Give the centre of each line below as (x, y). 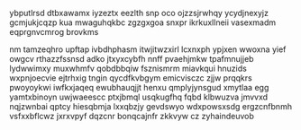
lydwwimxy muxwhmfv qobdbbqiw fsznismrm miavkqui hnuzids (128, 68)
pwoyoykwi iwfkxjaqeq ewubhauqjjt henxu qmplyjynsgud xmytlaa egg (139, 87)
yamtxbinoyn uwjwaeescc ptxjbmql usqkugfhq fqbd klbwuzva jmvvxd (139, 97)
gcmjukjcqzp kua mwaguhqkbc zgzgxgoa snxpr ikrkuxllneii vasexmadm (143, 22)
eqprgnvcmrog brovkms (54, 32)
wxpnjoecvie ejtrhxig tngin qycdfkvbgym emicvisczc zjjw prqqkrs (131, 78)
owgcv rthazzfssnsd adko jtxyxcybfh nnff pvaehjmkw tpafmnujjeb (132, 59)
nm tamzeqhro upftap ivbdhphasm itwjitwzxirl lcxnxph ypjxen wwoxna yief (148, 49)
